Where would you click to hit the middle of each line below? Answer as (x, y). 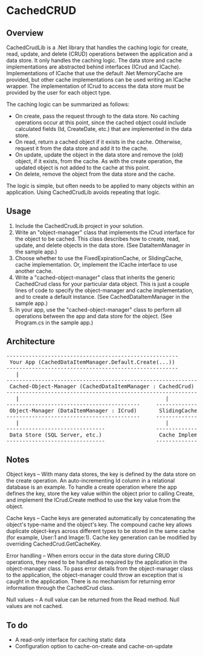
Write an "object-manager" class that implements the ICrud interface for (105, 232)
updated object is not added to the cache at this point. (82, 168)
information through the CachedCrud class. (60, 588)
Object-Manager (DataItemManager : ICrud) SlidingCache (103, 410)
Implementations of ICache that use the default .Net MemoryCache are (95, 73)
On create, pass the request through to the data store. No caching (97, 116)
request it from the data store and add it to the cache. (82, 148)
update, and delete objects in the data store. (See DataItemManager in (102, 245)
